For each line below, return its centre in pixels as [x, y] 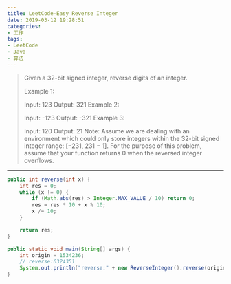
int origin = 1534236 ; [52, 255]
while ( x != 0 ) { [44, 192]
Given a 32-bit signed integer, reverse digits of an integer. [106, 78]
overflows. [39, 160]
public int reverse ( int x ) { [49, 179]
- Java [16, 52]
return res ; [36, 230]
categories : [24, 26]
